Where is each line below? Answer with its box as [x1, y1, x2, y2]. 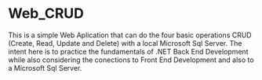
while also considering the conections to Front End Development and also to [8, 55, 254, 64]
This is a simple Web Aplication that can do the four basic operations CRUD [8, 30, 253, 40]
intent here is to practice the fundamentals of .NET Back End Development [8, 47, 249, 56]
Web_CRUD [8, 5, 85, 23]
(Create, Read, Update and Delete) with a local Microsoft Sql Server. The [8, 38, 242, 47]
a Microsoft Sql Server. [8, 63, 82, 72]
